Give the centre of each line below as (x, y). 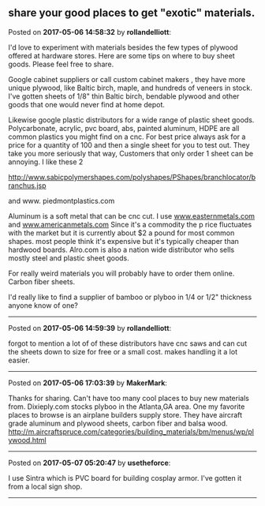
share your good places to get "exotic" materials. (132, 13)
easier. (19, 360)
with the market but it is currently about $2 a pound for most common (121, 233)
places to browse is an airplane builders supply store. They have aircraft (125, 414)
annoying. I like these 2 (46, 162)
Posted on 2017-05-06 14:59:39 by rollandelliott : (90, 328)
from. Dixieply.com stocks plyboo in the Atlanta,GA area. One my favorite (127, 407)
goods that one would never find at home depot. (87, 104)
